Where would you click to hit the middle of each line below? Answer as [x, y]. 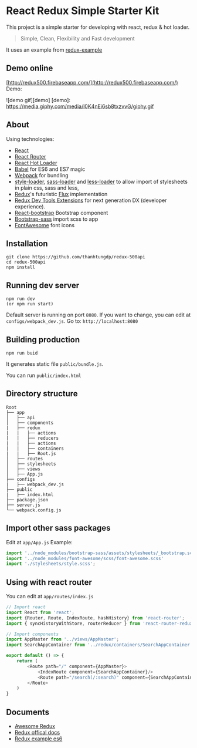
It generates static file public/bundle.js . [55, 364]
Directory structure [42, 394]
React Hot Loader [36, 163]
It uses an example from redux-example [54, 50]
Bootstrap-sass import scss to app [56, 219]
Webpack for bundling [41, 175]
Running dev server [43, 285]
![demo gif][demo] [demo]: [38, 100]
